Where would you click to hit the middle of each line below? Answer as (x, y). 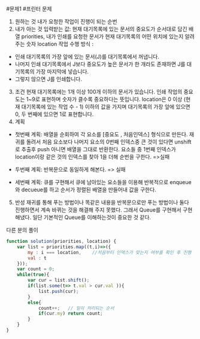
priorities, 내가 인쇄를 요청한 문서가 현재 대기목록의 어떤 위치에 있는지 (102, 36)
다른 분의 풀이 (22, 230)
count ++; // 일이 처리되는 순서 (76, 308)
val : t (37, 258)
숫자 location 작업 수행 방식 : (60, 44)
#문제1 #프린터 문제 (29, 9)
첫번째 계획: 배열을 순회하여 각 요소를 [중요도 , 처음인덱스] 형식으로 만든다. (101, 134)
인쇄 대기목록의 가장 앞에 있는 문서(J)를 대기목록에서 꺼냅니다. (87, 56)
